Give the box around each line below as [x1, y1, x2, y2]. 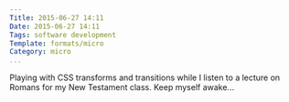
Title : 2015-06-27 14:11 [9, 13, 104, 23]
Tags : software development [9, 30, 117, 39]
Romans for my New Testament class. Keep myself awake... [9, 82, 235, 93]
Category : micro [9, 47, 71, 56]
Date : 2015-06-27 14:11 [9, 22, 101, 31]
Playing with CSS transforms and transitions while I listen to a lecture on [9, 72, 281, 83]
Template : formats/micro [9, 38, 104, 48]
